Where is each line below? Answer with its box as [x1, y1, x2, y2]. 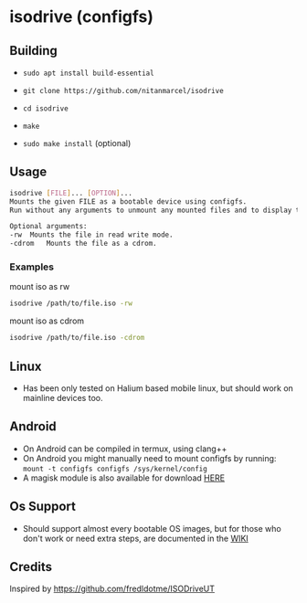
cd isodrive [22, 104, 69, 113]
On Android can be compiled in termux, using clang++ [22, 443, 228, 454]
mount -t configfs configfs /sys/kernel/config [22, 464, 207, 473]
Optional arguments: [9, 222, 89, 231]
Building [9, 43, 58, 58]
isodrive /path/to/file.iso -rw [9, 299, 132, 308]
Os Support [9, 499, 76, 514]
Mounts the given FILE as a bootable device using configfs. [9, 196, 248, 206]
